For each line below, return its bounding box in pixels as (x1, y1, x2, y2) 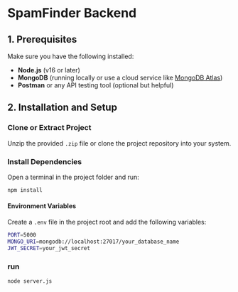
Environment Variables (7, 202, 77, 210)
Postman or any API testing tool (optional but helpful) (17, 81, 174, 90)
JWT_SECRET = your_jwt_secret (7, 244, 91, 252)
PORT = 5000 (7, 232, 37, 239)
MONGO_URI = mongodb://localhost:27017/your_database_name (7, 238, 180, 245)
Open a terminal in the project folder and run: (7, 173, 140, 181)
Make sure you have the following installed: (7, 52, 134, 60)
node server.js (7, 277, 53, 285)
